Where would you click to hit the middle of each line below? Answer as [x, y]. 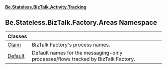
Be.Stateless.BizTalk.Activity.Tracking [46, 7]
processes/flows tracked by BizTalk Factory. [83, 59]
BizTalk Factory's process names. [71, 45]
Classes [17, 36]
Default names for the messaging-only [77, 53]
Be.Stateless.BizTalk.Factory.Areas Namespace [81, 22]
